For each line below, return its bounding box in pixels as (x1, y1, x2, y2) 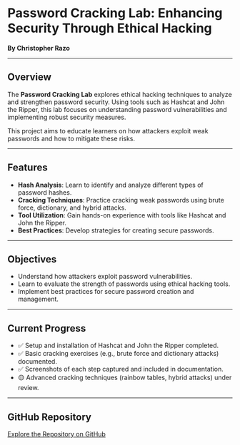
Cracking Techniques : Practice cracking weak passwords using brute (17, 195, 225, 204)
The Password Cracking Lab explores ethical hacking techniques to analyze (7, 90, 232, 98)
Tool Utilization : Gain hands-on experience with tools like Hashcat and (17, 210, 226, 219)
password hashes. (17, 188, 72, 197)
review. (17, 384, 39, 392)
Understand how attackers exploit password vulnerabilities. (17, 272, 193, 281)
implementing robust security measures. (7, 113, 126, 121)
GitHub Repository (7, 411, 91, 423)
